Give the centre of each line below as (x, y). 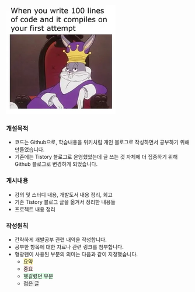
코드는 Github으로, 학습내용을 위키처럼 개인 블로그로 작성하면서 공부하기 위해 (102, 142)
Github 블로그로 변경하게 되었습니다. (56, 164)
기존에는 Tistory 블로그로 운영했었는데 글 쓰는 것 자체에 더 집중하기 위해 (96, 157)
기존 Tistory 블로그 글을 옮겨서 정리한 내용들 (65, 202)
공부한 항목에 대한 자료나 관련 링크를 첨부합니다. (69, 246)
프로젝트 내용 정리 (35, 209)
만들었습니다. (29, 150)
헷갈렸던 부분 (38, 276)
